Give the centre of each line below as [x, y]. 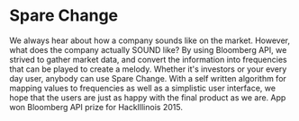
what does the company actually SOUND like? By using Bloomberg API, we [148, 49]
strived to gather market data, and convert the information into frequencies [148, 59]
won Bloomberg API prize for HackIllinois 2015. [96, 107]
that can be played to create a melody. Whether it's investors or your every [148, 69]
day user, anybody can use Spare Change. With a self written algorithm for [148, 78]
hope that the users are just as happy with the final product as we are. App [148, 97]
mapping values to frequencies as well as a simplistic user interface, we [143, 88]
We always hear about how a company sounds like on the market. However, [150, 40]
